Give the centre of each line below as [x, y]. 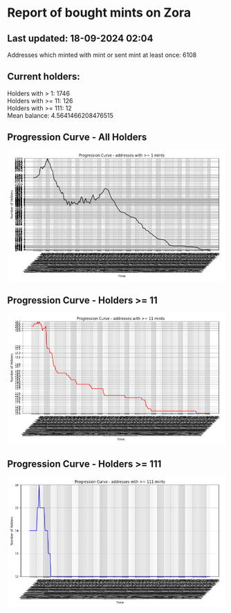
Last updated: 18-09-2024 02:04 [80, 38]
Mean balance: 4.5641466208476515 [61, 115]
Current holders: [44, 77]
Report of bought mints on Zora [99, 13]
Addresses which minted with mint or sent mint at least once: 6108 [102, 55]
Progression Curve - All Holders [77, 137]
